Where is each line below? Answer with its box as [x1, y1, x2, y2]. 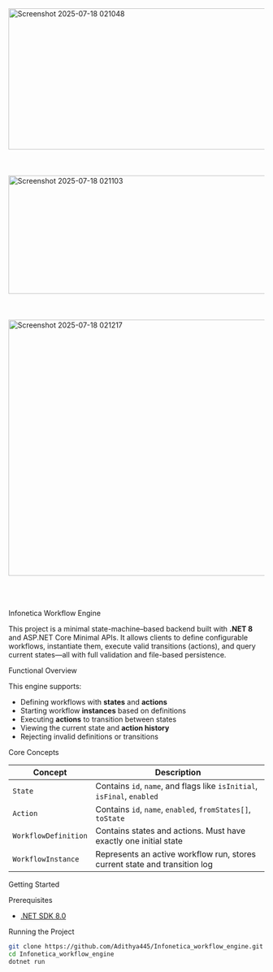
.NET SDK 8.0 [19, 911, 67, 921]
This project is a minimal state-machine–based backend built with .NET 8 [8, 624, 253, 633]
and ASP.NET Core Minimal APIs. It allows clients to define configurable [8, 633, 249, 642]
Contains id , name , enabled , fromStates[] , [95, 804, 252, 815]
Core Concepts [8, 748, 59, 757]
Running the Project [8, 926, 75, 936]
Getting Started [8, 879, 60, 889]
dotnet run [8, 957, 45, 965]
